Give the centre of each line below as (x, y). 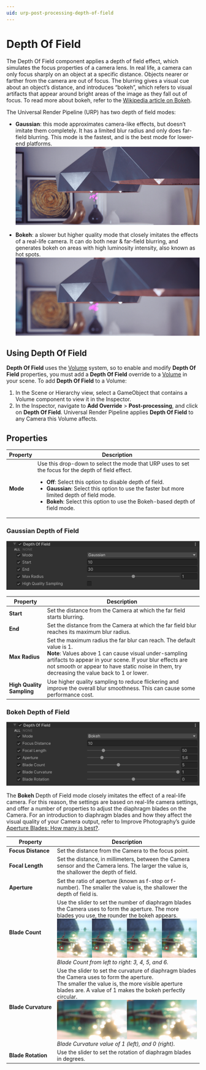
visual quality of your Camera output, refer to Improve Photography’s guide (101, 822)
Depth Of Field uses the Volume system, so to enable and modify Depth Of (101, 368)
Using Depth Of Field (47, 353)
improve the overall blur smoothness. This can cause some (121, 688)
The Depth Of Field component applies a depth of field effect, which (93, 61)
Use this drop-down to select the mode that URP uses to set (113, 464)
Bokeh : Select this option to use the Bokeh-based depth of (121, 501)
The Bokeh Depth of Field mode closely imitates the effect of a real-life (96, 796)
